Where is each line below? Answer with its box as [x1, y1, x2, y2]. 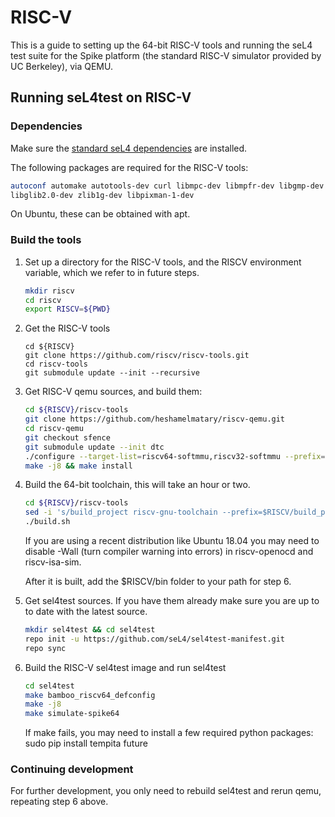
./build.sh [24, 517, 71, 527]
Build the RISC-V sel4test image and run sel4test [24, 661, 227, 673]
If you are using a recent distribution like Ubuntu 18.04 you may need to [24, 535, 320, 547]
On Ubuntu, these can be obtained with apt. [10, 208, 191, 220]
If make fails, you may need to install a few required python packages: [24, 727, 314, 739]
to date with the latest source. [24, 606, 148, 618]
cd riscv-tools [24, 359, 89, 370]
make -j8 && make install [24, 461, 133, 471]
